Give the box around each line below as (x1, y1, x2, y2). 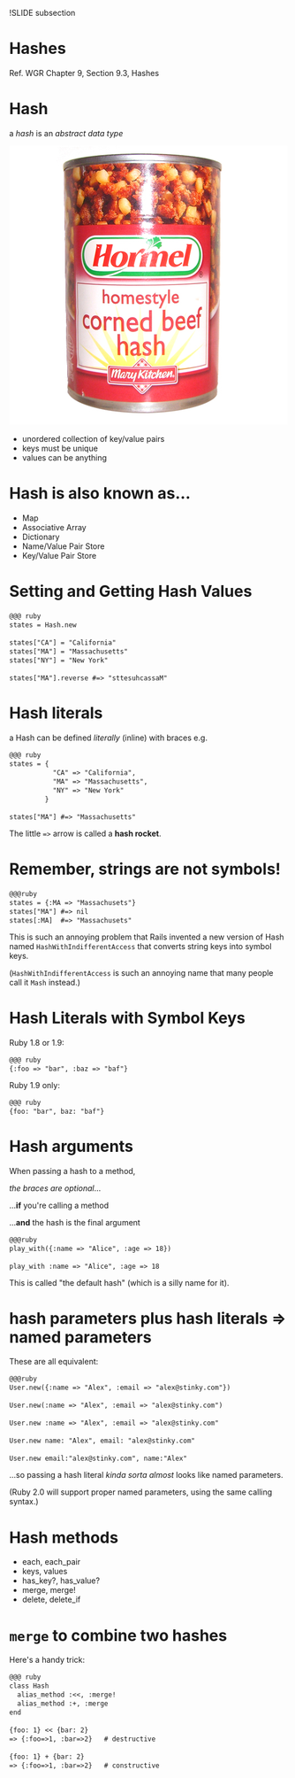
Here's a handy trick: (9, 1655, 86, 1666)
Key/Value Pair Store (21, 550, 97, 560)
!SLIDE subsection (9, 8, 76, 18)
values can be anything (21, 452, 108, 463)
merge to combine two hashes (9, 1625, 228, 1645)
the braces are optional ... (9, 1182, 102, 1194)
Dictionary (21, 531, 60, 542)
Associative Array (21, 522, 87, 532)
